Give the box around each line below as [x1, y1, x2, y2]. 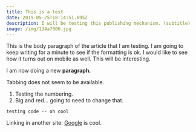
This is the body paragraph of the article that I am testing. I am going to [6, 42, 184, 50]
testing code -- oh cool [6, 108, 69, 115]
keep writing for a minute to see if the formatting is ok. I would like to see [6, 49, 188, 56]
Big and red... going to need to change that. [15, 97, 124, 104]
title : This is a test [6, 8, 64, 15]
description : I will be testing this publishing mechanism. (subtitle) [6, 20, 191, 26]
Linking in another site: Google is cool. [6, 119, 102, 127]
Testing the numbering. [15, 90, 74, 97]
